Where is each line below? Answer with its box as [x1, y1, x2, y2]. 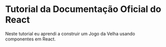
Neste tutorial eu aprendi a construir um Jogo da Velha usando [5, 30, 135, 36]
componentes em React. [5, 36, 56, 42]
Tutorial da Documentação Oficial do [5, 3, 161, 15]
